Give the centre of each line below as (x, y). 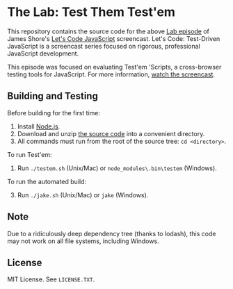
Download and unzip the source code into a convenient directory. (111, 133)
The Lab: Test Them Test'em (91, 12)
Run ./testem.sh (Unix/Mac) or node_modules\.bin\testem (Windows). (117, 168)
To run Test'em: (30, 154)
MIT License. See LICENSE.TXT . (51, 279)
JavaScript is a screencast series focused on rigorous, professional (104, 46)
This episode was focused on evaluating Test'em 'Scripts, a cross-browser (114, 67)
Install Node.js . (39, 126)
